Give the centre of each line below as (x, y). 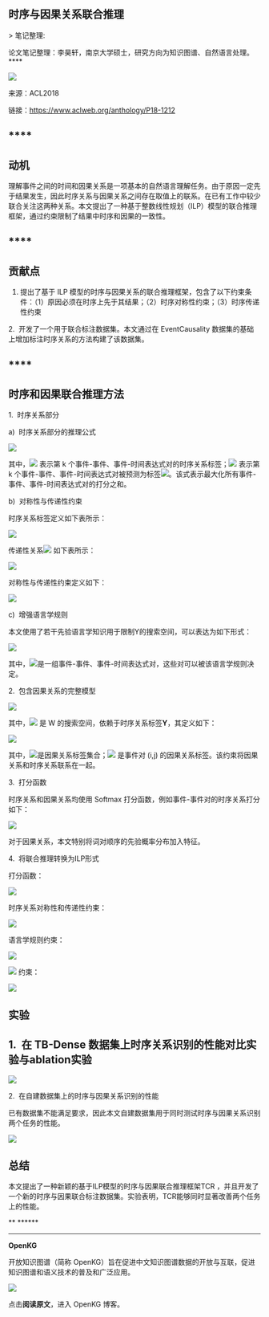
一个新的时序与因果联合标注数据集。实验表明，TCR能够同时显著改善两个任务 (134, 1197)
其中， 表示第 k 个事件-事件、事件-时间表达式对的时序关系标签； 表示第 (134, 464)
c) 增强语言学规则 (38, 615)
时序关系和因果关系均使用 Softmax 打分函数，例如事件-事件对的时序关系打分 (134, 799)
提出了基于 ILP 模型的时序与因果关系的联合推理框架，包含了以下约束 (132, 292)
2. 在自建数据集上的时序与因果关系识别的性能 (84, 1095)
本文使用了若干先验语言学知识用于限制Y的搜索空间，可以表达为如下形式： (130, 632)
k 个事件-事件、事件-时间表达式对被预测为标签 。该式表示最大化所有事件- (132, 474)
